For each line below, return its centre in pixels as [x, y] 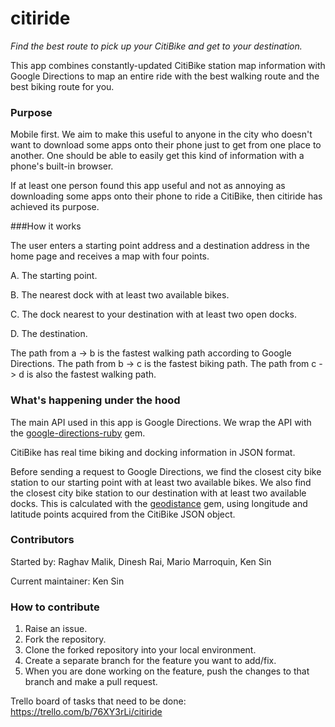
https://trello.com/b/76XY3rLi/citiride [86, 712]
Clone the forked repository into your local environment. [140, 650]
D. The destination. [49, 334]
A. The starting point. [54, 276]
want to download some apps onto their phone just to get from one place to [166, 145]
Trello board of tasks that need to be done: [98, 701]
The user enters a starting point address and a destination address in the [160, 246]
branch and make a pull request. [91, 682]
